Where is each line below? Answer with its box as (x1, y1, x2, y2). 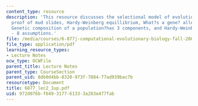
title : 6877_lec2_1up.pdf (6, 85, 70, 91)
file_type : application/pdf (6, 42, 75, 48)
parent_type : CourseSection (6, 69, 75, 75)
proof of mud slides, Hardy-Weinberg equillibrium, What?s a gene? (11, 19, 181, 25)
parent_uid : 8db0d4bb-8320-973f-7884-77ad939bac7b (6, 74, 133, 80)
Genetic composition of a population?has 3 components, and (11, 25, 162, 31)
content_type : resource (6, 8, 65, 15)
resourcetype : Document (6, 80, 65, 86)
